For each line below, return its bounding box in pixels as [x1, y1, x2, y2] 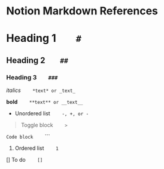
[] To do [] [6, 156, 43, 164]
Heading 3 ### [6, 73, 58, 81]
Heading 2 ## [6, 55, 69, 65]
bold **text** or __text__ [6, 99, 83, 106]
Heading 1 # [6, 32, 82, 45]
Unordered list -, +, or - [14, 110, 89, 117]
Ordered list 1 [14, 145, 59, 152]
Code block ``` [6, 133, 50, 140]
